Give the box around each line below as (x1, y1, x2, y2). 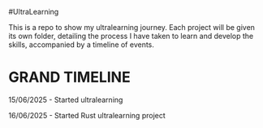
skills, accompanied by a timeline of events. (8, 40, 154, 49)
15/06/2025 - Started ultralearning (8, 95, 123, 105)
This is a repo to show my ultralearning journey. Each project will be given (8, 23, 256, 32)
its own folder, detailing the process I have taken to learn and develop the (8, 32, 254, 41)
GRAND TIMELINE (8, 68, 131, 87)
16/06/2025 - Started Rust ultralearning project (8, 110, 166, 120)
